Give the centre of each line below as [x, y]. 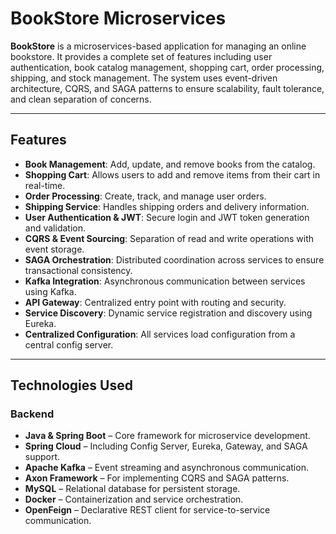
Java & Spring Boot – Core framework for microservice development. [167, 436]
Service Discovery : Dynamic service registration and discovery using [168, 313]
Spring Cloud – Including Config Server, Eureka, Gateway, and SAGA [166, 446]
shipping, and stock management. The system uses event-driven [144, 78]
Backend [32, 414]
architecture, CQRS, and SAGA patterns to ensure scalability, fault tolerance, [167, 88]
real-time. [45, 185]
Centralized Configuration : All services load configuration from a [160, 334]
